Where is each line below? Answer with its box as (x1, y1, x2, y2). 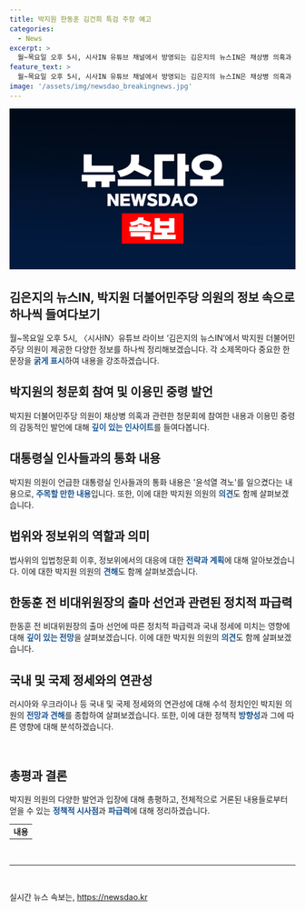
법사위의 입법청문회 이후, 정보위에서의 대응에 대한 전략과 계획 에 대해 (9, 555, 250, 566)
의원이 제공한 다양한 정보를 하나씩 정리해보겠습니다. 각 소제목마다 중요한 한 (25, 344, 290, 355)
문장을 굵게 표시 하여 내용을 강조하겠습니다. (9, 355, 160, 366)
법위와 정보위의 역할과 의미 (9, 528, 150, 545)
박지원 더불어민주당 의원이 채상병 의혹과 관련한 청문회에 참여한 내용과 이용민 (9, 410, 279, 421)
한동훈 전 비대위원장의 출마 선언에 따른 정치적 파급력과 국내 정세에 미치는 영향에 (9, 621, 290, 632)
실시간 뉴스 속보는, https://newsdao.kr (9, 892, 148, 903)
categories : (9, 24, 54, 34)
